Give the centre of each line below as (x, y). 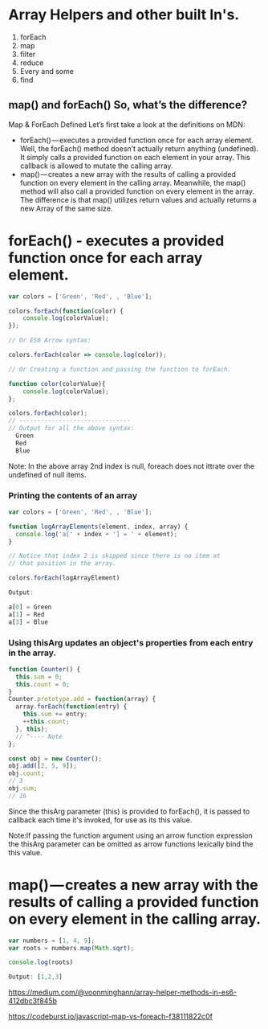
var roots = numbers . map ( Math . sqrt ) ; (71, 948)
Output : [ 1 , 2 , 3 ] (35, 977)
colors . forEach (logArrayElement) (64, 578)
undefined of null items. (47, 474)
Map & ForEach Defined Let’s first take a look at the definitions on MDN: (127, 124)
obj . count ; (26, 773)
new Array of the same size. (66, 208)
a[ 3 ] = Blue (28, 622)
